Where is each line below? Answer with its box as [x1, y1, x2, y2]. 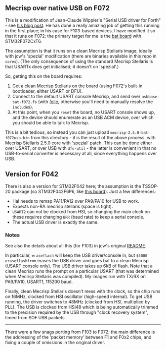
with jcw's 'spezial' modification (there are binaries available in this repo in [5, 53, 157, 59]
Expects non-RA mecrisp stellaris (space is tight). [12, 203, 113, 209]
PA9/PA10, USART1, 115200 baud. [5, 279, 73, 285]
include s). [12, 104, 34, 110]
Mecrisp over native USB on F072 [5, 4, 110, 12]
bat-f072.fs [12, 99, 37, 105]
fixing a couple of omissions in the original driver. [5, 339, 105, 345]
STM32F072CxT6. [5, 38, 42, 44]
